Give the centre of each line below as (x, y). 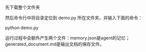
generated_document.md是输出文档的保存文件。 (55, 44)
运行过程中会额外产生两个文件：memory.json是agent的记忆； (68, 38)
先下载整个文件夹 (23, 7)
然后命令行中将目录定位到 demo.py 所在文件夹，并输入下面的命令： (74, 18)
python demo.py (22, 28)
